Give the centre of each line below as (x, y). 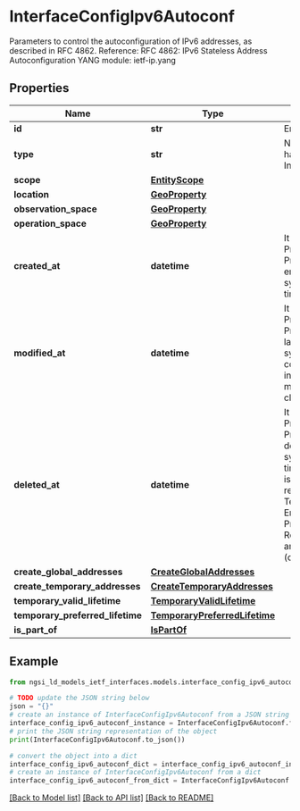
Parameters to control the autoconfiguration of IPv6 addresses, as (131, 41)
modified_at (40, 353)
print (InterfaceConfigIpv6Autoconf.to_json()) (97, 740)
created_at (37, 265)
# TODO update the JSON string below (79, 698)
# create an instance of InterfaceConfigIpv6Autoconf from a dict (135, 773)
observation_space (55, 209)
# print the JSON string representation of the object (113, 731)
